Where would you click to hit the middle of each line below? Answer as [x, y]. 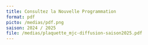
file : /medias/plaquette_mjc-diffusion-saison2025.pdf [74, 33]
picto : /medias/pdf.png [35, 22]
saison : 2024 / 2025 [31, 28]
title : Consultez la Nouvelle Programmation [61, 11]
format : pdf [20, 17]
